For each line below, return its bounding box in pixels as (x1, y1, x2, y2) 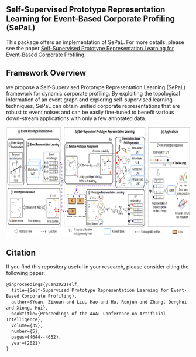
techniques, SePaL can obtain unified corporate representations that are (6, 102, 180, 109)
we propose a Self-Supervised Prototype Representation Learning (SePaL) (6, 83, 186, 90)
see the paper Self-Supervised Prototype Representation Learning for (6, 45, 174, 52)
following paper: (6, 270, 46, 277)
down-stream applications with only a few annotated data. (6, 114, 146, 122)
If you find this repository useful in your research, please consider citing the (6, 263, 189, 270)
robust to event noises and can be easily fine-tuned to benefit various (6, 108, 174, 115)
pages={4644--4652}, (11, 334, 61, 341)
